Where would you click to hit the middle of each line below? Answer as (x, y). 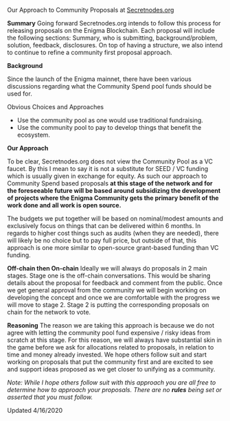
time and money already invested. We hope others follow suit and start (107, 354)
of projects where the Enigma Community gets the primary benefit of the (113, 198)
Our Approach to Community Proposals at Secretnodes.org (91, 10)
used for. (20, 93)
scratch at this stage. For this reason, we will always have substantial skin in (114, 340)
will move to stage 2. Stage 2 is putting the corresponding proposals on (108, 305)
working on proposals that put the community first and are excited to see (110, 362)
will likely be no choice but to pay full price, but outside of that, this (102, 240)
